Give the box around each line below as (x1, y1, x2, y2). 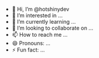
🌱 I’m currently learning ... (11, 18, 76, 25)
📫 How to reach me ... (11, 31, 68, 38)
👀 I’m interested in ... (11, 12, 63, 19)
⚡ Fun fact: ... (11, 46, 45, 53)
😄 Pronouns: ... (11, 40, 51, 47)
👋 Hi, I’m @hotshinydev (11, 6, 70, 12)
